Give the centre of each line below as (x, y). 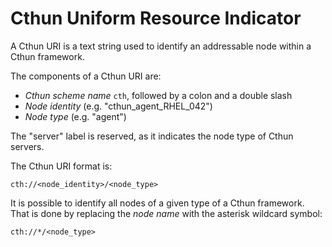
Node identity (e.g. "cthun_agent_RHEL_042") (118, 106)
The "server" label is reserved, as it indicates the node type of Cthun (152, 136)
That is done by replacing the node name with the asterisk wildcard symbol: (166, 213)
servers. (27, 146)
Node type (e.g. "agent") (75, 116)
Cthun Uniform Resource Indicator (156, 18)
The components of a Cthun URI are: (86, 76)
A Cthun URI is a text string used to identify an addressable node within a (161, 46)
